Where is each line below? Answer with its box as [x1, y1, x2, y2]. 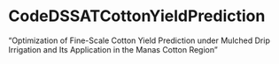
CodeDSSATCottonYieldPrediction [8, 6, 266, 26]
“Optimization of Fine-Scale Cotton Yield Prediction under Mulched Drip [8, 35, 271, 46]
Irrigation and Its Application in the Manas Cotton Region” [8, 44, 218, 54]
